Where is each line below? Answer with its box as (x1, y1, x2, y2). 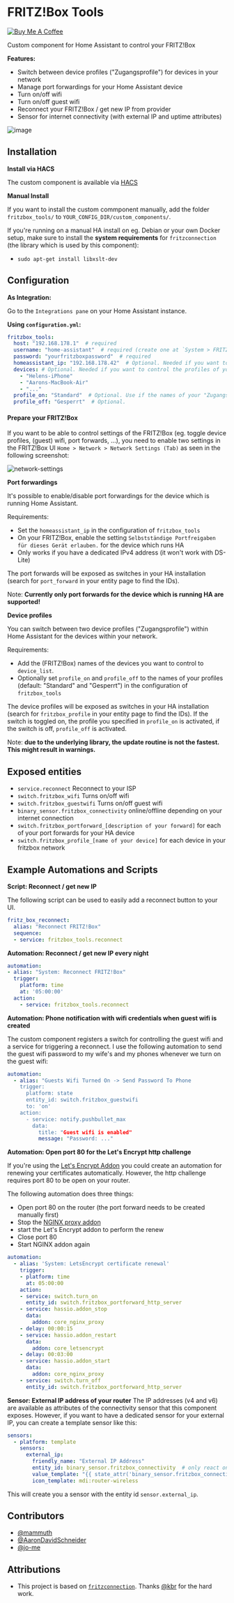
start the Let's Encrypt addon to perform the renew (17, 1226, 164, 1234)
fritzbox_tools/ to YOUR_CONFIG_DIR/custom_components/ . (7, 212, 171, 220)
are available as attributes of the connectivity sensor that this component (7, 1403, 217, 1412)
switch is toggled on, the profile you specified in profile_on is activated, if (7, 717, 220, 725)
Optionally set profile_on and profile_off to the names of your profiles (17, 674, 224, 682)
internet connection (17, 814, 75, 822)
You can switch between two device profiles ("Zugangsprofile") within (7, 625, 209, 633)
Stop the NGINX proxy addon (17, 1218, 101, 1226)
